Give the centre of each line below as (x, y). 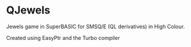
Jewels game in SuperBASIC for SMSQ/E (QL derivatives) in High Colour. (95, 26)
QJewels (28, 10)
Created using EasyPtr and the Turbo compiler (63, 38)
